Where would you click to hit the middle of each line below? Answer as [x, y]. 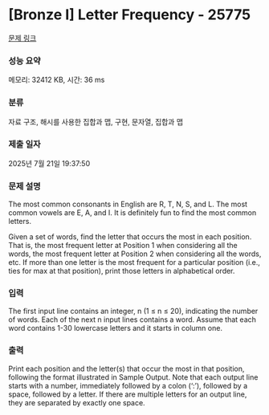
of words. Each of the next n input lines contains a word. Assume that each [132, 319]
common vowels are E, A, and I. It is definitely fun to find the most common [132, 213]
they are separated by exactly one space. [77, 402]
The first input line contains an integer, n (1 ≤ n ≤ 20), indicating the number [133, 311]
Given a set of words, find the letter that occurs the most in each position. [130, 237]
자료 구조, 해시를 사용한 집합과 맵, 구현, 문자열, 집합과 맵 [96, 121]
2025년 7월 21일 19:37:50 [49, 163]
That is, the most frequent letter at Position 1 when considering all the [123, 246]
